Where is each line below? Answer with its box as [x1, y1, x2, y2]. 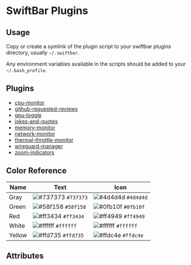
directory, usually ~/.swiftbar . [6, 49, 79, 56]
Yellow [9, 231, 27, 239]
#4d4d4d [126, 194, 148, 201]
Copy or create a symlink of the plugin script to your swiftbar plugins [6, 43, 171, 50]
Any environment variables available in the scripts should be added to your [6, 60, 186, 67]
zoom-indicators [14, 149, 54, 156]
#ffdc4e [122, 232, 144, 239]
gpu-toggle [14, 111, 42, 118]
